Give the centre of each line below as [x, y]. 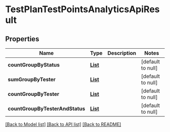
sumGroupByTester [32, 79]
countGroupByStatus [34, 65]
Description [122, 53]
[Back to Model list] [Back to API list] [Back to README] [63, 124]
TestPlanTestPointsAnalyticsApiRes [82, 9]
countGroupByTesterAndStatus [47, 109]
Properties [22, 39]
